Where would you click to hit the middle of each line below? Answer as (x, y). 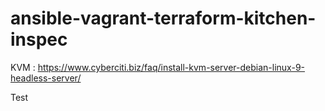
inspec (39, 39)
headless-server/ (46, 78)
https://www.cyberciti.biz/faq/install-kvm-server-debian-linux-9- (171, 67)
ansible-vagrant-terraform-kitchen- (163, 18)
